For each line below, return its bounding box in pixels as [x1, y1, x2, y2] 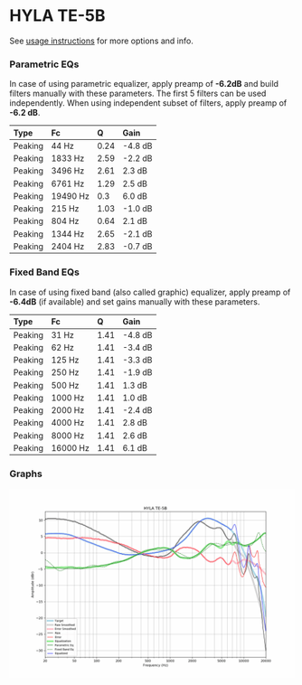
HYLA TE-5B [9, 5, 106, 26]
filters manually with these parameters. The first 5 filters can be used [9, 88, 267, 99]
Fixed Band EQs [9, 266, 80, 278]
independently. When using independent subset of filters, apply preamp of [9, 98, 288, 108]
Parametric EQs [9, 58, 80, 70]
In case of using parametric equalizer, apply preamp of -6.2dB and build [9, 79, 278, 89]
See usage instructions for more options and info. [9, 35, 194, 46]
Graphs [9, 467, 42, 480]
